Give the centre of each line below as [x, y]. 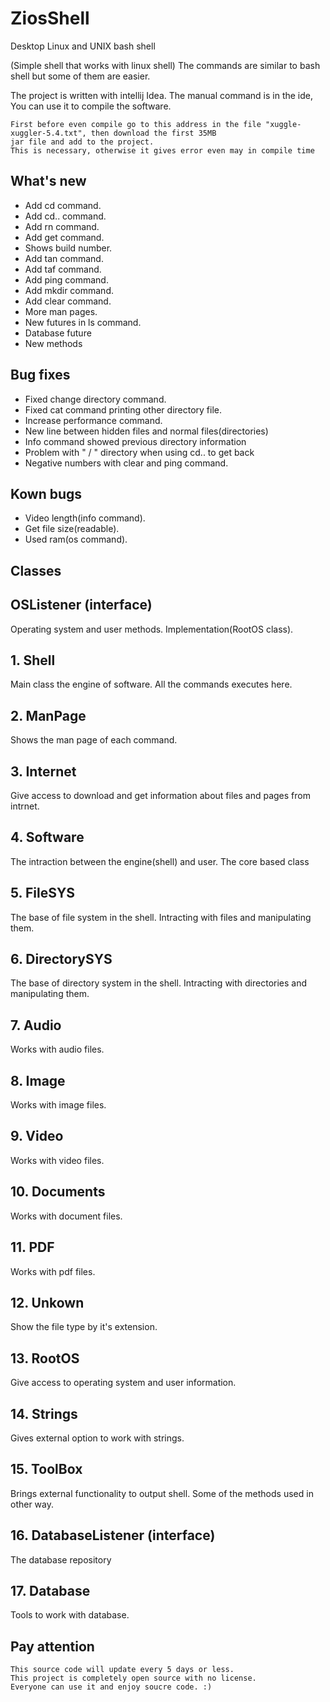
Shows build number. [68, 248]
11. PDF [32, 1247]
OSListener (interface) [81, 605]
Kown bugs [46, 493]
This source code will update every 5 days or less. [122, 1670]
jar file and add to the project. [82, 142]
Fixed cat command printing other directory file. [123, 409]
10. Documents [58, 1192]
